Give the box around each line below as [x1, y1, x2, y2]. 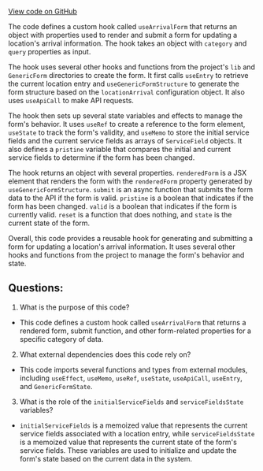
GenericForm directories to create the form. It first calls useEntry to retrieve [8, 71, 249, 80]
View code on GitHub [8, 7, 77, 16]
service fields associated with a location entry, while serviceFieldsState [19, 428, 255, 438]
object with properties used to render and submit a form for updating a [8, 31, 238, 39]
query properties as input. [8, 47, 91, 56]
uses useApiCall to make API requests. [8, 96, 134, 105]
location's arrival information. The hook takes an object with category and [8, 39, 247, 48]
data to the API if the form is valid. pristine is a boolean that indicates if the [8, 193, 254, 202]
